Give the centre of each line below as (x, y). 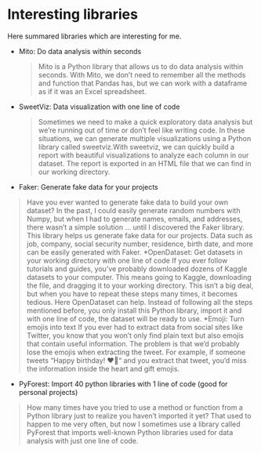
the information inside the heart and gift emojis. (103, 368)
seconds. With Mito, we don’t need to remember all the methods (142, 74)
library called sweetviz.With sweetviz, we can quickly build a (136, 147)
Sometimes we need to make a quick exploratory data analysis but (145, 121)
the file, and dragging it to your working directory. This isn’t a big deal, (140, 285)
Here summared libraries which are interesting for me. (94, 36)
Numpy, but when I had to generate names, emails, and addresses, (134, 219)
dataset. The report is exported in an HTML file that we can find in (145, 163)
